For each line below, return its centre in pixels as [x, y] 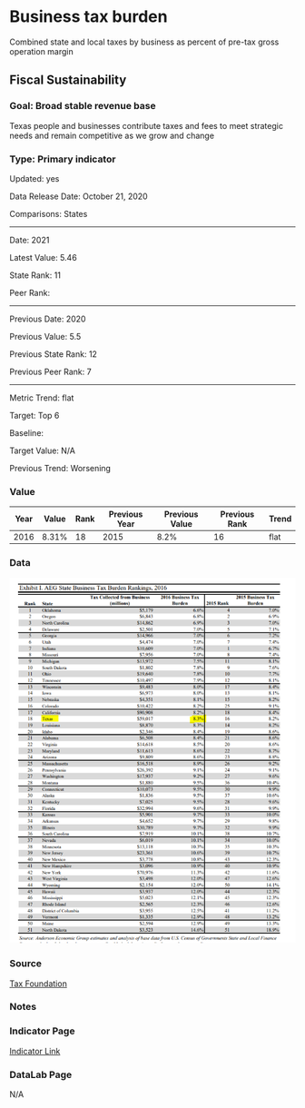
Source [26, 964]
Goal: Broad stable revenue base [83, 106]
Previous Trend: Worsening [60, 468]
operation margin [42, 51]
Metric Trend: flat [42, 398]
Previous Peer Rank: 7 [51, 371]
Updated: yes [34, 178]
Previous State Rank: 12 [54, 354]
